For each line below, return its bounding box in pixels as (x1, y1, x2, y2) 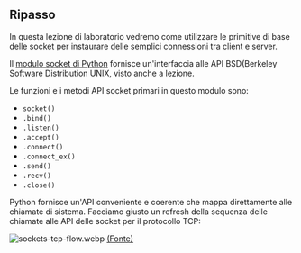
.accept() (22, 132, 60, 142)
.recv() (22, 171, 51, 180)
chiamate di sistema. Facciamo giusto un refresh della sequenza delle (9, 206, 269, 217)
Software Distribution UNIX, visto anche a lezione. (9, 68, 196, 78)
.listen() (22, 123, 60, 132)
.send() (22, 161, 51, 170)
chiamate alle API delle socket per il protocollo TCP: (9, 215, 201, 226)
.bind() (22, 113, 51, 122)
